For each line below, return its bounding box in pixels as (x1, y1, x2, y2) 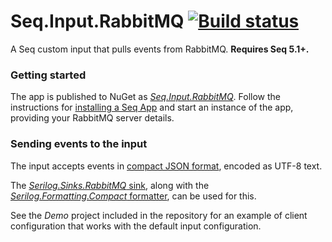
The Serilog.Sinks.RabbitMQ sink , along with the (10, 179, 210, 191)
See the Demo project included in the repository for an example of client (10, 209, 308, 221)
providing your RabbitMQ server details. (10, 112, 175, 124)
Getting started (10, 68, 87, 82)
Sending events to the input (10, 137, 148, 151)
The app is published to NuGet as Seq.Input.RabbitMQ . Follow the (10, 91, 282, 103)
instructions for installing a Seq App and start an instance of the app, (10, 101, 294, 114)
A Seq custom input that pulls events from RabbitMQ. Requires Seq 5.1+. (10, 43, 310, 55)
